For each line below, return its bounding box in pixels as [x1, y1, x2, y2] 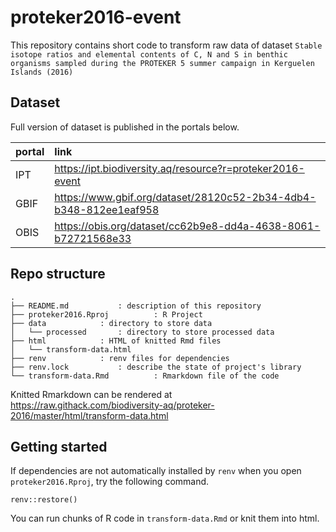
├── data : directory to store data [10, 318, 213, 328]
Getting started [10, 438, 108, 455]
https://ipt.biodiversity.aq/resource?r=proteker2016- [54, 161, 305, 175]
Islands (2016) [10, 67, 74, 77]
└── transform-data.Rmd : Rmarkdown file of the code [10, 371, 280, 381]
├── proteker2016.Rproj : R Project [10, 309, 203, 320]
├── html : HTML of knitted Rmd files [10, 336, 222, 346]
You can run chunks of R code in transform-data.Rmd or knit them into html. [10, 512, 320, 525]
